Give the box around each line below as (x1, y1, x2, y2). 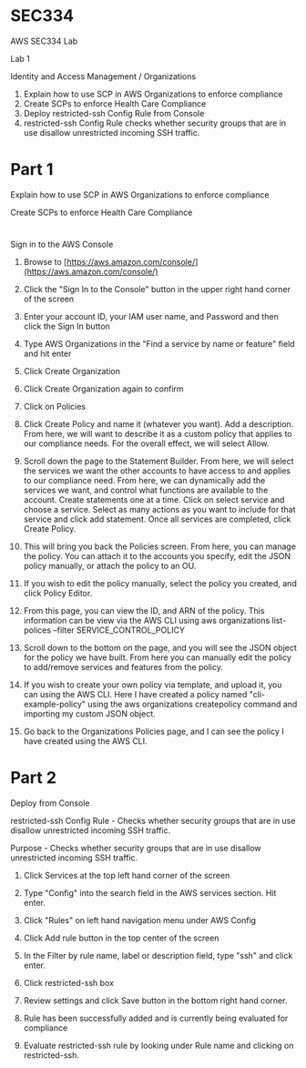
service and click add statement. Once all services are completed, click (23, 514, 291, 524)
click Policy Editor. (23, 588, 93, 599)
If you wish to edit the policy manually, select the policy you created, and (23, 578, 297, 589)
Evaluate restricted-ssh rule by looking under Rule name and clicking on (23, 1040, 294, 1051)
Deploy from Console (10, 798, 90, 809)
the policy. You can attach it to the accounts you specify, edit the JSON (23, 551, 291, 562)
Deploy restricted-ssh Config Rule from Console (23, 107, 205, 118)
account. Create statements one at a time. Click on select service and (23, 494, 285, 505)
